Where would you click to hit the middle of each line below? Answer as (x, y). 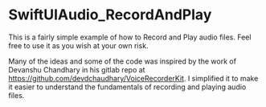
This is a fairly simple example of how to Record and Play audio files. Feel (130, 37)
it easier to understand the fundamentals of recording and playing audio (127, 87)
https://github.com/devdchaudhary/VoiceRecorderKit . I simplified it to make (133, 78)
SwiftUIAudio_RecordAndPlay (110, 15)
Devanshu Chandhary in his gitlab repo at (77, 69)
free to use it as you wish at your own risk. (78, 45)
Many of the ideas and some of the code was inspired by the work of (123, 61)
